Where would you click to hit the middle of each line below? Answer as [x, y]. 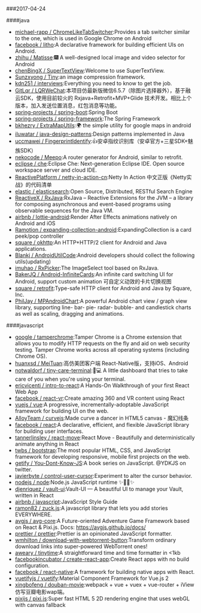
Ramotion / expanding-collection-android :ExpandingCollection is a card [103, 230]
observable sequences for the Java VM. [64, 210]
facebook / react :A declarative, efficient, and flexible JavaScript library [102, 425]
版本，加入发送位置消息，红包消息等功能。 [67, 105]
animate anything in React [47, 444]
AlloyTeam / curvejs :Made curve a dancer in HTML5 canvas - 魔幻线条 [102, 418]
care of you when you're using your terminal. [70, 379]
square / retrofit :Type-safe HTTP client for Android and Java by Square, [103, 288]
